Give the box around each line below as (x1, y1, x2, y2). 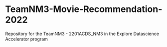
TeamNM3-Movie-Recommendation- (5, 3, 163, 15)
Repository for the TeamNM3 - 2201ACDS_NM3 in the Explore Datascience (5, 30, 160, 36)
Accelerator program (5, 36, 48, 42)
